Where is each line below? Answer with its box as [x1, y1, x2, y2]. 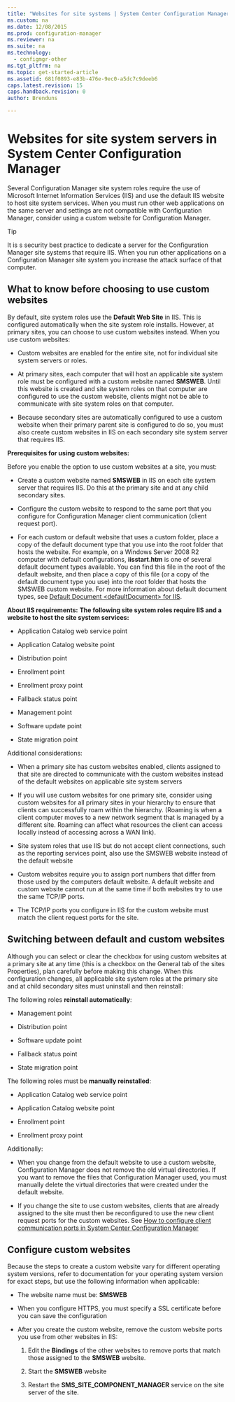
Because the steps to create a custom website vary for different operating [7, 1262, 220, 1270]
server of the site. [27, 1388, 79, 1396]
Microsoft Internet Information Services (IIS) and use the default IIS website [7, 191, 225, 199]
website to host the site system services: [7, 613, 129, 621]
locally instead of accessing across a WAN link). [17, 828, 156, 836]
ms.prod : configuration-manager [7, 29, 101, 37]
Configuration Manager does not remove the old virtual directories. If [17, 1166, 216, 1174]
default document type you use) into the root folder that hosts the [17, 577, 206, 586]
